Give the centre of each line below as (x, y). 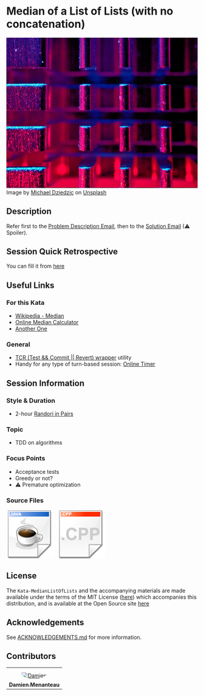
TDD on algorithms (39, 443)
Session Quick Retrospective (62, 252)
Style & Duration (31, 400)
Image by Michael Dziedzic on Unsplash (56, 192)
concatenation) (46, 24)
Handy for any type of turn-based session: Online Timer (85, 364)
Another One (31, 329)
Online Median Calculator (47, 322)
